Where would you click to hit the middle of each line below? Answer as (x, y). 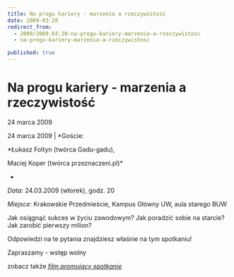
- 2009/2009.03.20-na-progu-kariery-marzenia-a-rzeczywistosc (107, 33)
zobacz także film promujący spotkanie (65, 266)
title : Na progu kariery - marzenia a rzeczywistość (87, 14)
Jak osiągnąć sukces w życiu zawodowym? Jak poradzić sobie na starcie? (116, 217)
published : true (31, 53)
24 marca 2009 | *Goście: (46, 135)
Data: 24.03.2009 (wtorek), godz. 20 (61, 190)
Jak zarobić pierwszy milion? (49, 225)
